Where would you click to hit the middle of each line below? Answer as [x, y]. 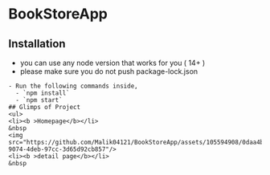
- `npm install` [43, 93]
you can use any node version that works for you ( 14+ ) [112, 63]
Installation [37, 44]
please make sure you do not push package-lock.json [109, 71]
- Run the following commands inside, [73, 86]
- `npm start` [39, 100]
